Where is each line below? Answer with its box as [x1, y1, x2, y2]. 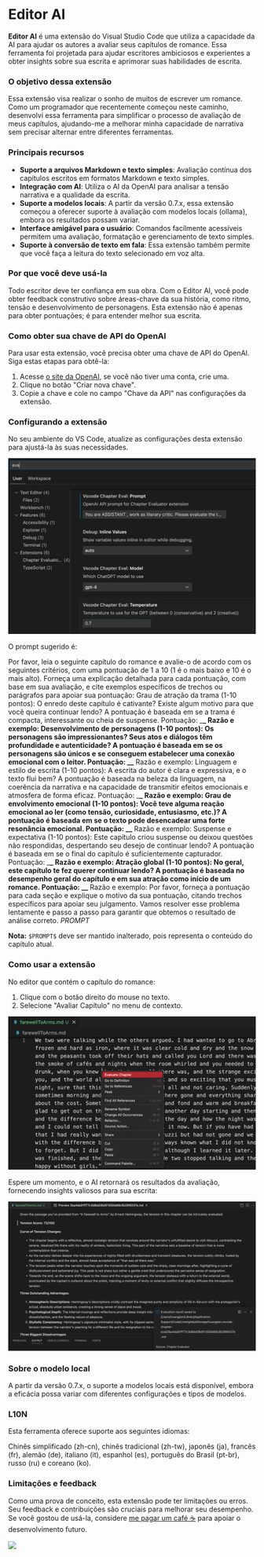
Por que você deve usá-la [8, 268, 108, 279]
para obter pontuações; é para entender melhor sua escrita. [8, 310, 202, 320]
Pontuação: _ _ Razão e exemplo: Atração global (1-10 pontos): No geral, [8, 858, 244, 867]
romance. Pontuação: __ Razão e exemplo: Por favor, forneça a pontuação [8, 882, 250, 892]
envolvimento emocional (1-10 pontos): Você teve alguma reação [8, 799, 225, 808]
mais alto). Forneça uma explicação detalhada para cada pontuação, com [8, 674, 246, 683]
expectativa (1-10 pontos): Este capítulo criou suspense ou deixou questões [8, 833, 253, 842]
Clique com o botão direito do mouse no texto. [19, 992, 170, 1002]
